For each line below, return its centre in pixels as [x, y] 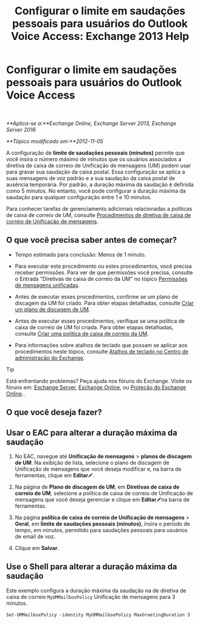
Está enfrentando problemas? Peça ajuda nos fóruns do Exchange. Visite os [99, 381]
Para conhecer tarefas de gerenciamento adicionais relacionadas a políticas [99, 208]
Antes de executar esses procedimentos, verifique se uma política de [100, 321]
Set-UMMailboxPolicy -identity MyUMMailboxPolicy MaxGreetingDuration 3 [98, 615]
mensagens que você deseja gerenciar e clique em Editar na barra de [102, 499]
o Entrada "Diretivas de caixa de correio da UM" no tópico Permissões [101, 279]
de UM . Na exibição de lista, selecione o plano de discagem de [92, 462]
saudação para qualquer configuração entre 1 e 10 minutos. [79, 197]
